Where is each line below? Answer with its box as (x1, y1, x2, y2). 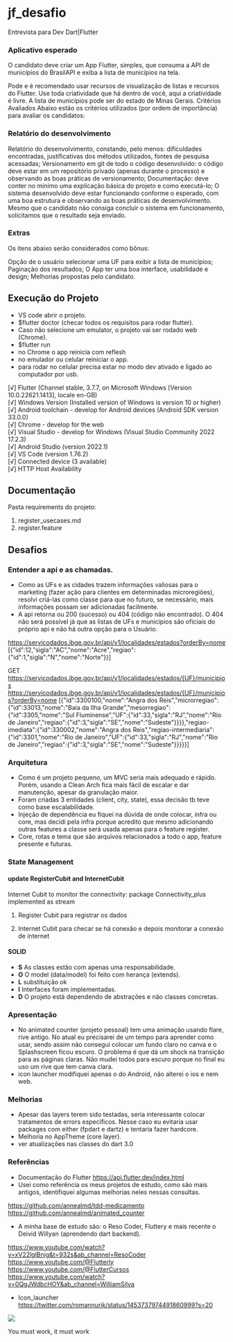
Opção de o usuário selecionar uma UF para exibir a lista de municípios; (8, 257, 214, 265)
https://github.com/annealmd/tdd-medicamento (8, 1201, 145, 1209)
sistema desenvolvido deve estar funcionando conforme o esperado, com (8, 189, 219, 197)
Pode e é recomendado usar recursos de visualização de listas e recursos (8, 82, 220, 90)
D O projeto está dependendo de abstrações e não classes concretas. (17, 992, 218, 1001)
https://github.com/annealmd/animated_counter (8, 1209, 145, 1217)
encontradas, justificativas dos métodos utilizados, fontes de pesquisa (8, 151, 209, 160)
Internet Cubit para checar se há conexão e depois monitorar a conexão (17, 924, 224, 932)
